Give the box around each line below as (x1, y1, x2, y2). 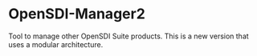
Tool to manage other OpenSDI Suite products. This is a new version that (8, 31, 249, 41)
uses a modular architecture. (8, 39, 104, 49)
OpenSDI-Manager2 (8, 5, 146, 23)
